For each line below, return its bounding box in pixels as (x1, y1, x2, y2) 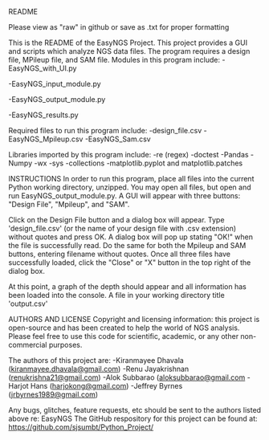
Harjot (8, 381, 30, 390)
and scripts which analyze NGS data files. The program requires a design (8, 47, 251, 55)
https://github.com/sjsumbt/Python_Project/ (8, 422, 154, 432)
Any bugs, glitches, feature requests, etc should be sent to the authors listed (8, 405, 262, 414)
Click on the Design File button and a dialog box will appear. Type (8, 215, 225, 224)
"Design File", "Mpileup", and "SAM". (8, 200, 130, 209)
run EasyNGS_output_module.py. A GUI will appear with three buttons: (8, 191, 241, 200)
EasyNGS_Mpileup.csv (8, 134, 84, 144)
